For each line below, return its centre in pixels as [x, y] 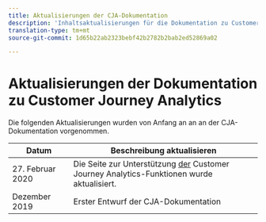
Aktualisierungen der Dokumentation [133, 84]
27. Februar [34, 169]
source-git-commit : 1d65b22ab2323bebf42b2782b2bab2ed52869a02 [113, 38]
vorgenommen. [84, 131]
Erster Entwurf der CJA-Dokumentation [147, 201]
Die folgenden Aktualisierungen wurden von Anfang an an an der [114, 123]
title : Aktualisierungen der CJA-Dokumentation [88, 15]
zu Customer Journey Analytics [115, 101]
